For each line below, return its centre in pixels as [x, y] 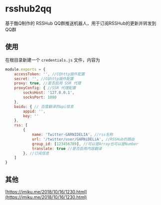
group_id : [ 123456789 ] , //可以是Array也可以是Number [85, 144]
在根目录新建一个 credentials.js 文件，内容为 [53, 60]
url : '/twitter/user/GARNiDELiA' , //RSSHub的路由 [83, 139]
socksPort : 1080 [40, 97]
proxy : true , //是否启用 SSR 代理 [48, 83]
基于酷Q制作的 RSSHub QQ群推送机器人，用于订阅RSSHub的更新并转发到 [81, 23]
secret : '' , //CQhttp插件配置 [44, 79]
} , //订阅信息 [36, 153]
